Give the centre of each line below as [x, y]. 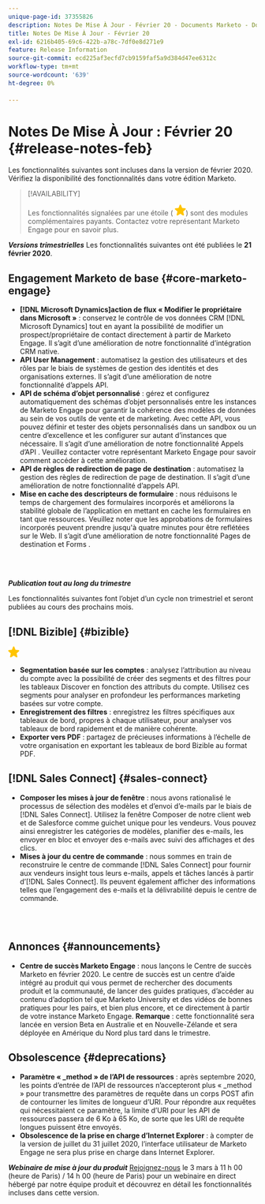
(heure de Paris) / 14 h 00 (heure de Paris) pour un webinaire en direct [122, 1176]
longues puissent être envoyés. [71, 1127]
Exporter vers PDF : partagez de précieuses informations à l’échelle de [135, 737]
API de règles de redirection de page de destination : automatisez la [132, 469]
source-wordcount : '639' [49, 75]
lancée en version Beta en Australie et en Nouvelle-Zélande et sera [129, 1024]
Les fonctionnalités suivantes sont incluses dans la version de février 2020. [131, 170]
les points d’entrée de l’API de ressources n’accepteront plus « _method [136, 1085]
